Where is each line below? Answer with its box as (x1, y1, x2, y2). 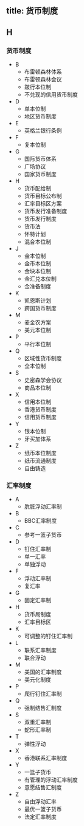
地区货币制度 (24, 112, 57, 120)
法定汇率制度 (24, 813, 57, 820)
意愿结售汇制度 (24, 784, 62, 791)
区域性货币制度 (24, 355, 62, 362)
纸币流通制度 (24, 457, 57, 465)
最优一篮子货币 (24, 806, 62, 813)
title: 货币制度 (6, 6, 58, 17)
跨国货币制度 (24, 304, 57, 312)
